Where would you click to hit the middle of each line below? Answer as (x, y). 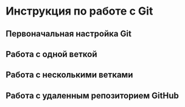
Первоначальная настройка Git (69, 34)
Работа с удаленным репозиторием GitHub (92, 95)
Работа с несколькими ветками (69, 75)
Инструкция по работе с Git (79, 11)
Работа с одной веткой (52, 54)
